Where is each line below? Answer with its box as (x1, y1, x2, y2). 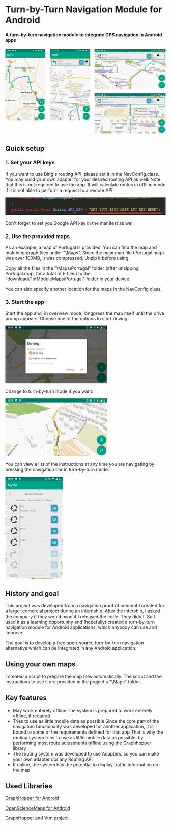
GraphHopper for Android (5, 795, 60, 801)
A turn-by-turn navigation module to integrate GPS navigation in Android (5, 32, 162, 38)
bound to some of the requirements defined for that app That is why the (12, 729, 163, 735)
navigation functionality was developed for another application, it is (12, 723, 154, 729)
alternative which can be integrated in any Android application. (5, 645, 137, 651)
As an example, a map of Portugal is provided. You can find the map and (5, 244, 157, 250)
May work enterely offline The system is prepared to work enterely (12, 707, 153, 713)
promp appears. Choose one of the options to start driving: (5, 316, 129, 322)
